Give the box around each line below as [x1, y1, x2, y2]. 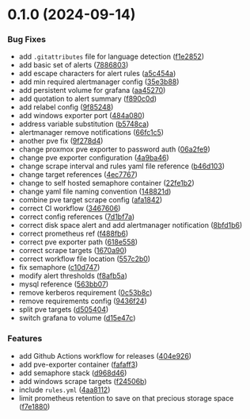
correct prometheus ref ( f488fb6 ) [18, 229, 129, 239]
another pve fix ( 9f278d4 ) [18, 136, 104, 146]
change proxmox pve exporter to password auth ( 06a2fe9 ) [18, 144, 210, 154]
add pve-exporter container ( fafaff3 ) [18, 359, 138, 369]
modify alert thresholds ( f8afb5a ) [18, 271, 128, 281]
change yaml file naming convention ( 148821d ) [18, 186, 172, 196]
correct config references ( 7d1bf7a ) [18, 212, 135, 221]
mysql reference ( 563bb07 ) [18, 279, 109, 289]
